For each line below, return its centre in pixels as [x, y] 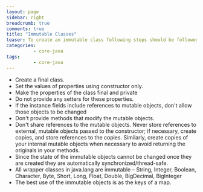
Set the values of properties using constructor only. [79, 86]
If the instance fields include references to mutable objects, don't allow [103, 105]
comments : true [25, 29]
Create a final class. [40, 80]
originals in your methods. [47, 150]
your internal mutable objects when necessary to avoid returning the [100, 144]
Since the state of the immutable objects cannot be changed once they [103, 156]
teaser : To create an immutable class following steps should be [90, 40]
